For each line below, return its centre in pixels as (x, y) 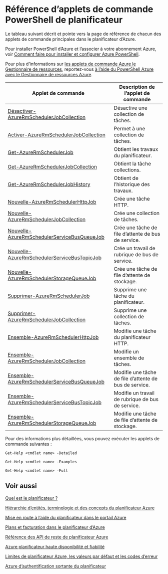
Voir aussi (21, 486)
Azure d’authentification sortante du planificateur (56, 566)
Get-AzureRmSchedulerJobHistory (49, 184)
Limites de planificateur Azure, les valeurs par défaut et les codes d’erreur (81, 556)
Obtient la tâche (132, 163)
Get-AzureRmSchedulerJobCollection (52, 166)
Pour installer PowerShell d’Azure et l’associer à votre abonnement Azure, (81, 49)
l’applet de (137, 93)
